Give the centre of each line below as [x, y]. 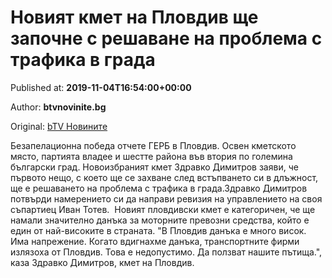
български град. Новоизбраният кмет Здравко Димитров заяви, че [154, 167]
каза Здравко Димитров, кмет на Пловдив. [102, 262]
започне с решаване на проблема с [166, 38]
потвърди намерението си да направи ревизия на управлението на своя [166, 198]
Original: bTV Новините [59, 126]
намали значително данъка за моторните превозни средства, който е [160, 220]
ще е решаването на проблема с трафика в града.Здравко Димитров [159, 188]
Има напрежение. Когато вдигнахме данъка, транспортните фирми [155, 241]
